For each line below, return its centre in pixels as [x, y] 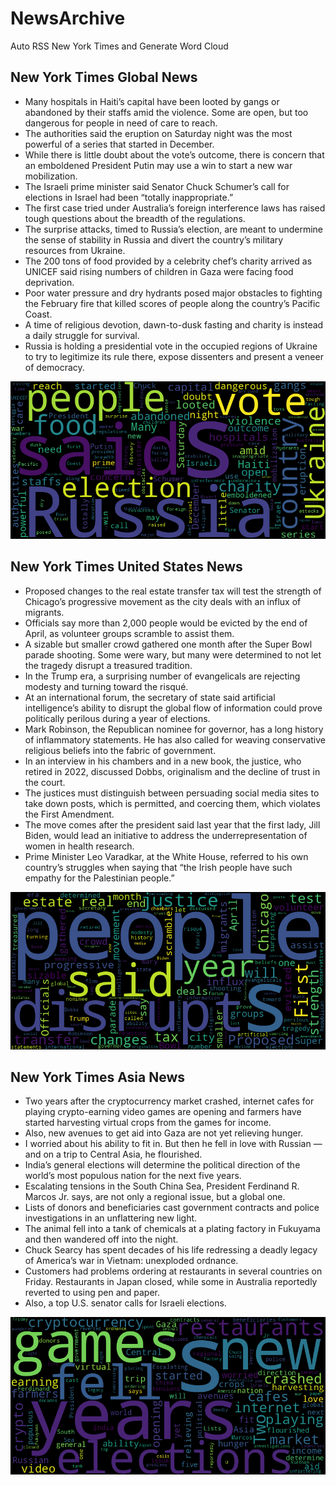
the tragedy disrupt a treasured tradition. [108, 665]
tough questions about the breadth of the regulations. [135, 218]
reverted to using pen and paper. [92, 1293]
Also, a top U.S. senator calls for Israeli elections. [125, 1303]
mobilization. [51, 176]
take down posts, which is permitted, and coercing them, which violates [172, 803]
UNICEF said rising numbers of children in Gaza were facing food [159, 271]
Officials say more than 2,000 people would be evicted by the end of [166, 623]
